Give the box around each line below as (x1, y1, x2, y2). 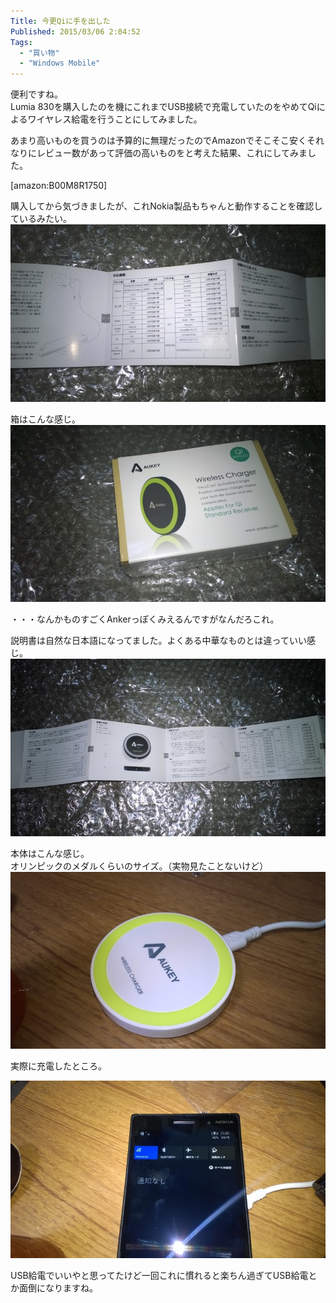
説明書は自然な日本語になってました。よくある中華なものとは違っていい (10, 635, 307, 647)
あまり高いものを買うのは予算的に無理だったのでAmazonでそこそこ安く (10, 135, 307, 147)
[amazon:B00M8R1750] (10, 180, 108, 192)
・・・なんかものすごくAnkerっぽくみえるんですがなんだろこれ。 (10, 613, 280, 625)
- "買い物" (19, 48, 60, 58)
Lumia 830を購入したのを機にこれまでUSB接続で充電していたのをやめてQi (10, 101, 317, 113)
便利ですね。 (10, 88, 63, 100)
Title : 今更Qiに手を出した (10, 16, 111, 26)
